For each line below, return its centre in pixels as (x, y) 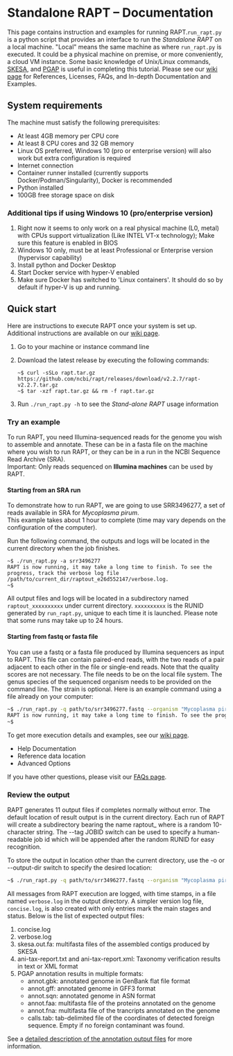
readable (20, 840)
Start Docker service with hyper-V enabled (78, 273)
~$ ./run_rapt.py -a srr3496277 (54, 561)
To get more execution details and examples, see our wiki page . (98, 736)
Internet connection (45, 165)
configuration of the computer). (52, 528)
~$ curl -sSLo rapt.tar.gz (56, 373)
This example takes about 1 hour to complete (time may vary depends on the (116, 520)
